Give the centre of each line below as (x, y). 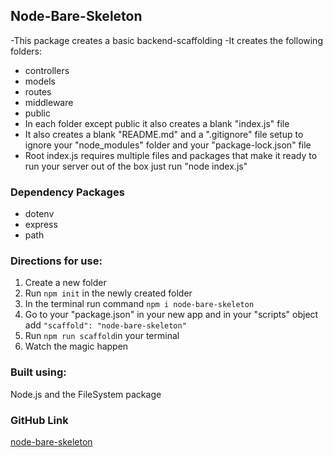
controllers (47, 70)
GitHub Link (39, 420)
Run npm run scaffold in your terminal (102, 336)
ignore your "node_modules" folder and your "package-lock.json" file (168, 145)
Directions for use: (56, 261)
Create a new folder (65, 283)
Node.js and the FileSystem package (86, 394)
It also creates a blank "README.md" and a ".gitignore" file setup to (164, 134)
